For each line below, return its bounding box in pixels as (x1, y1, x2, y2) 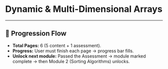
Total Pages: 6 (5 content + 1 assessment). (12, 42, 101, 48)
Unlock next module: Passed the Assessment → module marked (12, 53, 146, 59)
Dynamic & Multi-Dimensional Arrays (5, 3, 162, 15)
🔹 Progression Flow (5, 29, 66, 38)
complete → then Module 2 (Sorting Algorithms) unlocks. (12, 58, 130, 64)
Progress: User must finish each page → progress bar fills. (12, 48, 134, 54)
